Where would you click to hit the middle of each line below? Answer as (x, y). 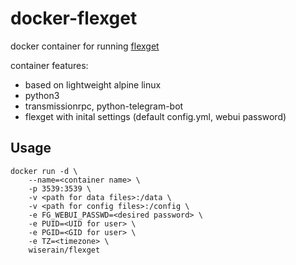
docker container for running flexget (85, 46)
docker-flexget (74, 18)
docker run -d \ (44, 171)
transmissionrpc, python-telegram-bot (104, 106)
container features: (49, 65)
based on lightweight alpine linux (93, 84)
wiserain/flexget (64, 250)
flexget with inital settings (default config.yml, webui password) (155, 116)
